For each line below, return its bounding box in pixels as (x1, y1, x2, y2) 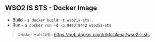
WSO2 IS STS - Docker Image (5, 4, 98, 12)
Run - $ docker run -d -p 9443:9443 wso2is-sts (12, 22, 111, 28)
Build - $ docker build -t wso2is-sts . (12, 17, 94, 22)
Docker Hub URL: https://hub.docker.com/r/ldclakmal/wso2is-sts (17, 31, 150, 37)
